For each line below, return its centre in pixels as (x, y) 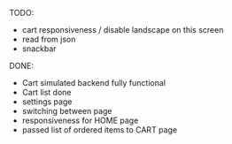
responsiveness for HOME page (80, 120)
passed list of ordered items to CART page (100, 130)
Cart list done (46, 92)
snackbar (39, 49)
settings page (47, 102)
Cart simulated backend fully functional (94, 83)
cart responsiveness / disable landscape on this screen (123, 30)
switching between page (67, 111)
